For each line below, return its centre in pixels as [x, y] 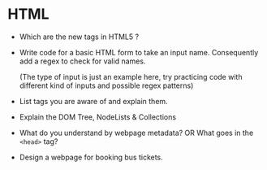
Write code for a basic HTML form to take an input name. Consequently [139, 52]
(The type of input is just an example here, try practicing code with [131, 76]
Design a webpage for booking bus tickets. [91, 157]
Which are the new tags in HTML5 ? [79, 37]
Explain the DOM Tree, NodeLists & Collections [97, 117]
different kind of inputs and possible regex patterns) [106, 85]
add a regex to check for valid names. [82, 61]
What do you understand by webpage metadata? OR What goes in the [136, 133]
